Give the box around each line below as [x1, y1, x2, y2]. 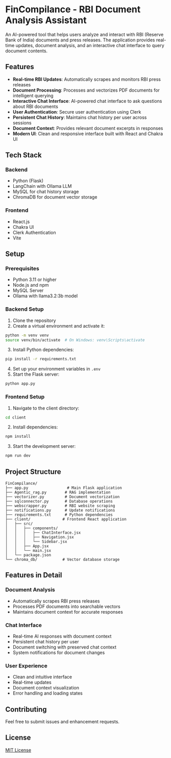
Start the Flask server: [12, 371, 60, 377]
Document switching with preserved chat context [12, 644, 116, 650]
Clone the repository [12, 317, 56, 323]
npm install [5, 434, 31, 439]
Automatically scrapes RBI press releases [12, 598, 100, 604]
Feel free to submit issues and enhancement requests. [5, 719, 120, 725]
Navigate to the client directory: [12, 405, 80, 411]
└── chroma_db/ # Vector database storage [5, 557, 120, 562]
